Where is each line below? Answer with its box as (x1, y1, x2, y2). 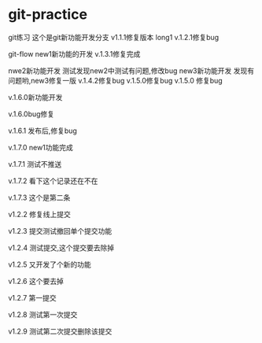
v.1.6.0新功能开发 (8, 92, 63, 101)
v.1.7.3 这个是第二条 (8, 193, 71, 202)
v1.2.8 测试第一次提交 (8, 309, 78, 319)
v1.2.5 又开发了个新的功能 (8, 260, 92, 269)
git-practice (8, 6, 88, 24)
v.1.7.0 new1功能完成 (8, 142, 73, 152)
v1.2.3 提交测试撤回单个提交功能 (8, 226, 113, 235)
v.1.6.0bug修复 (8, 109, 55, 119)
